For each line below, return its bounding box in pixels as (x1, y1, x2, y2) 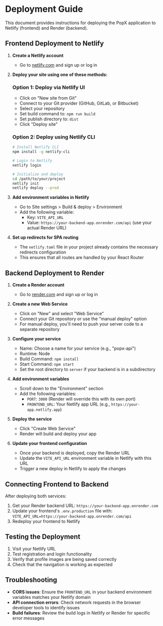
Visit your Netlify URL (12, 546, 56, 552)
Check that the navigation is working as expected (12, 561, 113, 567)
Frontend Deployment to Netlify (5, 39, 104, 48)
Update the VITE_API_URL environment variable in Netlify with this (19, 455, 152, 461)
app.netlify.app (27, 407, 61, 412)
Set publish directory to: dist (19, 116, 79, 122)
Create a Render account (12, 282, 65, 288)
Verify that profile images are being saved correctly (12, 556, 117, 562)
